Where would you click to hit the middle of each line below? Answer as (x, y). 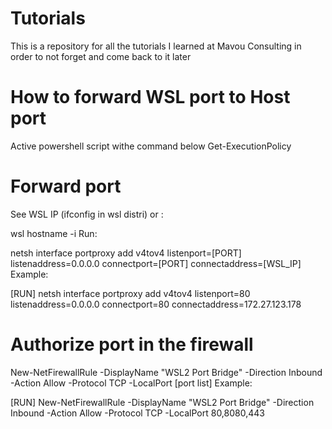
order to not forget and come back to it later (101, 56)
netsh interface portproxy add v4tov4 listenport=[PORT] (126, 253)
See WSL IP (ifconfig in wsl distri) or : (87, 214)
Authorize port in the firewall (132, 344)
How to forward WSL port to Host (150, 97)
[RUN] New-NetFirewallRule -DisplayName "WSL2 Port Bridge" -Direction (162, 402)
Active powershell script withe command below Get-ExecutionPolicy (151, 146)
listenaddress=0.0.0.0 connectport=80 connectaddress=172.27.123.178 (156, 304)
